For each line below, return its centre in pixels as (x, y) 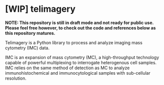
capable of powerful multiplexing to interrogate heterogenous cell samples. (81, 62)
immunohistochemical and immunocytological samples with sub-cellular (78, 73)
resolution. (16, 78)
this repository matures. (30, 33)
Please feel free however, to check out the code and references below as (81, 28)
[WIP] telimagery (40, 9)
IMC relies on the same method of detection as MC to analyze (67, 68)
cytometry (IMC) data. (27, 48)
